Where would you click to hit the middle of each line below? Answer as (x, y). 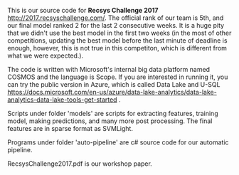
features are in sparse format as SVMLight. (70, 128)
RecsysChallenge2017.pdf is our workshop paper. (80, 164)
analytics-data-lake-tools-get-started (62, 100)
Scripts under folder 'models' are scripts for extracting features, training (113, 113)
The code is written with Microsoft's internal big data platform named (109, 69)
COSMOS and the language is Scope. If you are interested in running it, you (118, 77)
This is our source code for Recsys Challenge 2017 (83, 10)
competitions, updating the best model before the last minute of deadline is (117, 41)
